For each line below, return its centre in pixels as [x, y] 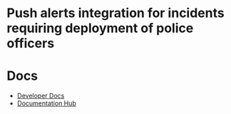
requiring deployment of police [100, 28]
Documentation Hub [46, 103]
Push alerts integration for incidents [116, 13]
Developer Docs [41, 96]
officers [31, 43]
